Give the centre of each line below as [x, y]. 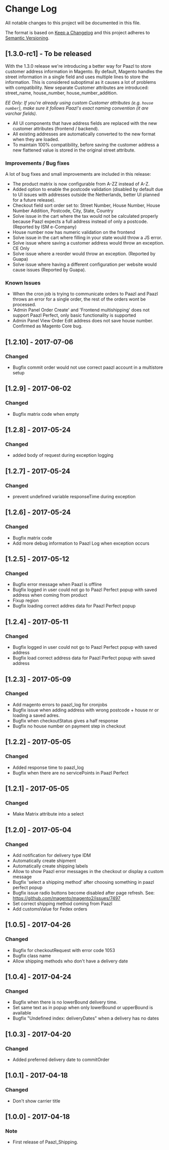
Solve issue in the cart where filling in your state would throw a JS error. [87, 237]
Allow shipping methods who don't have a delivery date [70, 961]
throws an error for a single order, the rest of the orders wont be [79, 299]
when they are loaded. [36, 139]
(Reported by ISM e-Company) [44, 227]
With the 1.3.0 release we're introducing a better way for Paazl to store [78, 66]
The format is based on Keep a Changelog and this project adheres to [78, 32]
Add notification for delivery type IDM [52, 855]
